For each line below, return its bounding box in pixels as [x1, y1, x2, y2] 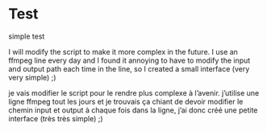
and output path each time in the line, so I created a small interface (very [8, 63, 250, 73]
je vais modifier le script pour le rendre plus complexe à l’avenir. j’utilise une [8, 88, 260, 97]
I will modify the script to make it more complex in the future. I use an [8, 47, 238, 56]
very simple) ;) [8, 72, 56, 82]
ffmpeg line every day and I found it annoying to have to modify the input [8, 55, 251, 65]
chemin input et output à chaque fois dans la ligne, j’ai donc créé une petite [8, 105, 258, 115]
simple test [8, 31, 45, 41]
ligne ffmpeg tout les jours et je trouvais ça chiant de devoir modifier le [8, 96, 244, 106]
